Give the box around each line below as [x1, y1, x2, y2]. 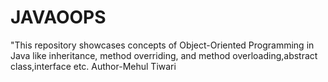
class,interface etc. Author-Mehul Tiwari [10, 60, 177, 72]
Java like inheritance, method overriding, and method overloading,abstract [10, 49, 318, 61]
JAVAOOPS [10, 6, 107, 29]
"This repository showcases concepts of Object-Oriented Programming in [10, 39, 315, 51]
